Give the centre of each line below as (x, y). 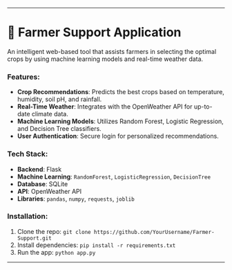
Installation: (28, 217)
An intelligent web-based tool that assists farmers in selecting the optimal (112, 51)
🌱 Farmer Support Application (94, 33)
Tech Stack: (28, 154)
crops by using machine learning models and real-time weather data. (105, 59)
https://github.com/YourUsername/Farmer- (154, 232)
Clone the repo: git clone (54, 231)
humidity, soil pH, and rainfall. (59, 99)
